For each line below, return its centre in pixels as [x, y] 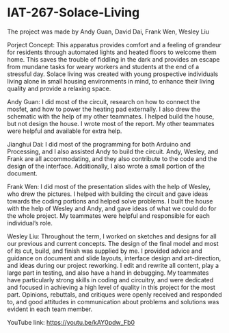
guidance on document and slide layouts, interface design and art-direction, [114, 258]
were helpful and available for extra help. [65, 131]
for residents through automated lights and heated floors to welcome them [112, 52]
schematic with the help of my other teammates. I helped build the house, [111, 116]
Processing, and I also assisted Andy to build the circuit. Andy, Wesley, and [113, 151]
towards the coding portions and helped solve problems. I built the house [110, 201]
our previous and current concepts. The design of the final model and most [113, 243]
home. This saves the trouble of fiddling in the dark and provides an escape [113, 59]
